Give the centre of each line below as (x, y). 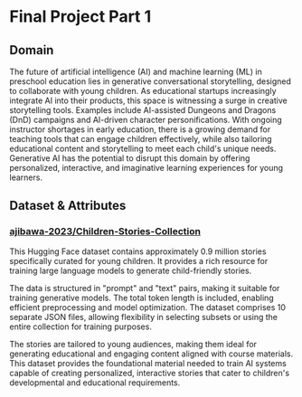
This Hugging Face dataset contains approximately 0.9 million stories (138, 251)
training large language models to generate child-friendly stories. (131, 270)
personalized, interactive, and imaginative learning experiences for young (146, 168)
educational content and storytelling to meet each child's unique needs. (143, 148)
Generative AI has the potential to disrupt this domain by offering (130, 158)
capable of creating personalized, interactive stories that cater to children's (150, 373)
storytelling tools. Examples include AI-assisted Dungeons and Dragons (143, 110)
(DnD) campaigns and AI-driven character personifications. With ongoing (146, 120)
